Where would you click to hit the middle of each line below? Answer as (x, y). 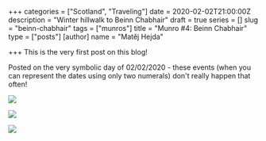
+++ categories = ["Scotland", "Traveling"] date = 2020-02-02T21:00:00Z (130, 11)
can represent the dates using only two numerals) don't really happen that (129, 76)
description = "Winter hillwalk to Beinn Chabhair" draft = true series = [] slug (133, 20)
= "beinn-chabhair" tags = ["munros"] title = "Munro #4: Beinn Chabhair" (128, 28)
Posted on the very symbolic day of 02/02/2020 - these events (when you (130, 67)
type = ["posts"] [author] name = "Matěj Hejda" (86, 36)
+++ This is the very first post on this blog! (78, 52)
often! (18, 84)
